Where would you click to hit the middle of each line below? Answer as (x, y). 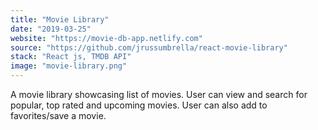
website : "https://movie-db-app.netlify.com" (106, 38)
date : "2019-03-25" (51, 29)
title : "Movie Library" (60, 19)
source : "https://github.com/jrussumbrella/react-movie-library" (149, 47)
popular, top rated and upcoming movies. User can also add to (139, 105)
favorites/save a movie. (58, 115)
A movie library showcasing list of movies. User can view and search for (159, 94)
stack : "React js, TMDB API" (71, 57)
